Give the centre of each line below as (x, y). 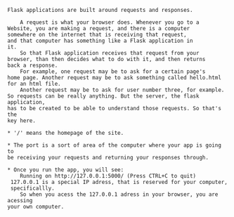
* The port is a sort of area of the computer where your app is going (114, 145)
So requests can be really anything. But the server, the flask (103, 96)
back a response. (33, 65)
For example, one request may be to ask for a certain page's (113, 72)
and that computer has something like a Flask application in (100, 41)
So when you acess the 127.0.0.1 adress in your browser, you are (119, 195)
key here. (22, 121)
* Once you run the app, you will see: (66, 170)
